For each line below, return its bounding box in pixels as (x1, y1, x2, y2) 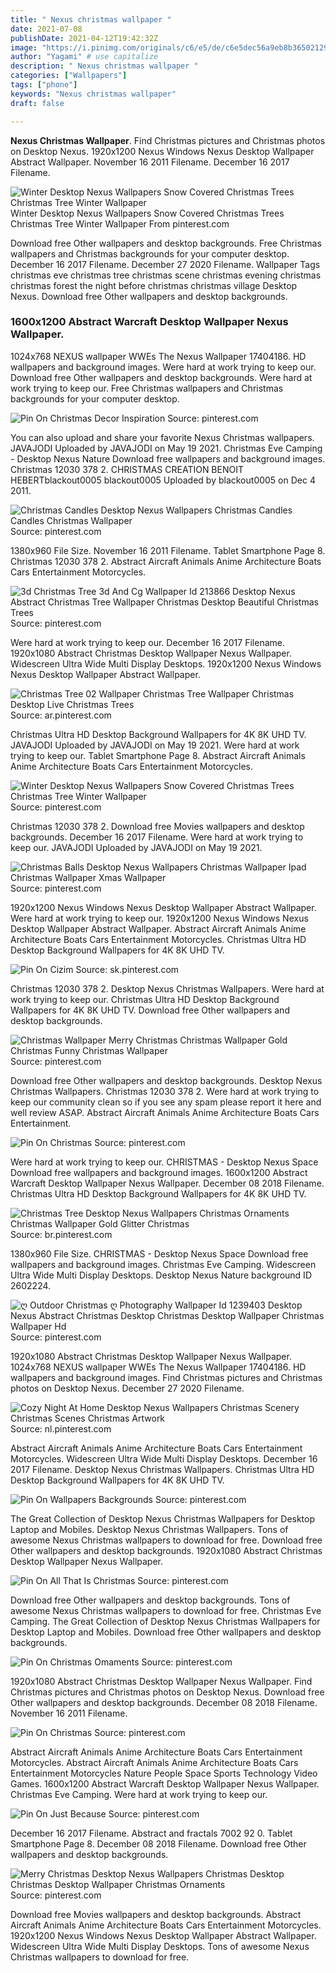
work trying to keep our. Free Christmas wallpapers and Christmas (10, 382, 284, 394)
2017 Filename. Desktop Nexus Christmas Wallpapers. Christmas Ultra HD (10, 1463, 315, 1475)
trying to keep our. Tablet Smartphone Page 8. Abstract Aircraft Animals (10, 749, 306, 761)
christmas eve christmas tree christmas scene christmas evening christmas (10, 269, 322, 281)
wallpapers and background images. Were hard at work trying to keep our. (10, 361, 317, 373)
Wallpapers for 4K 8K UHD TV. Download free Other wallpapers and (10, 1004, 290, 1016)
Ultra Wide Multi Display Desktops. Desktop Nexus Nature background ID (10, 1269, 312, 1281)
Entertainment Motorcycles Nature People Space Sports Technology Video (10, 1767, 318, 1779)
